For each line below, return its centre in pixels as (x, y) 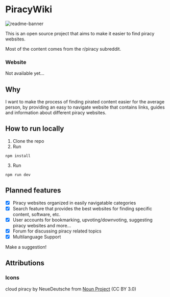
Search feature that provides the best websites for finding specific (82, 208)
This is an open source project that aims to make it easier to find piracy (80, 33)
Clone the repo (28, 141)
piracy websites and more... (42, 225)
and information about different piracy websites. (56, 113)
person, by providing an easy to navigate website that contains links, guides (85, 107)
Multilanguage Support (37, 237)
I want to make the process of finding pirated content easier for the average (85, 102)
